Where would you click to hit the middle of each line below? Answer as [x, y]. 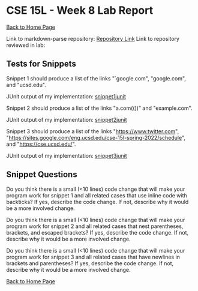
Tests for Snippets [41, 64]
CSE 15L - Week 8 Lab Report [80, 10]
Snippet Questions [42, 175]
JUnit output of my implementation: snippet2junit [67, 119]
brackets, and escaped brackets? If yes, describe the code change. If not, [97, 232]
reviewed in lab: [26, 45]
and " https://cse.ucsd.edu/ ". [41, 144]
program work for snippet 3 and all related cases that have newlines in [93, 257]
